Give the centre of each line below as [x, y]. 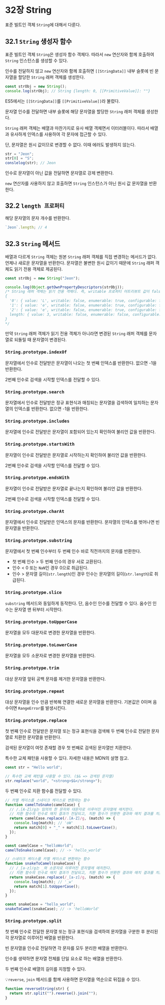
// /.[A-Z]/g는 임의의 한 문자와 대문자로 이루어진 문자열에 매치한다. [72, 809]
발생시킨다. [56, 708]
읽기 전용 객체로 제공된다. [38, 269]
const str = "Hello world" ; [34, 768]
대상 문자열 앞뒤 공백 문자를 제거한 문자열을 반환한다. [55, 679]
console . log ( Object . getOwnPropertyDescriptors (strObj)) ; [65, 287]
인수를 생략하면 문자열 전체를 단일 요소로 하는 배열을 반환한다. [64, 959]
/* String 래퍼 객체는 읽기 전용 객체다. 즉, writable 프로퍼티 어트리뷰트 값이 [77, 292]
